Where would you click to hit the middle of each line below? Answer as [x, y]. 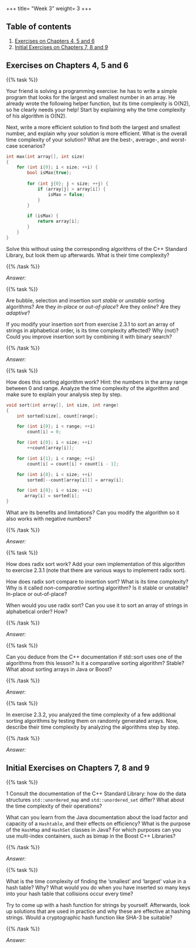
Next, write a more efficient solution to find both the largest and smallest [93, 127]
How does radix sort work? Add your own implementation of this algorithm [96, 564]
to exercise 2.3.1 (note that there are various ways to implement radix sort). [96, 570]
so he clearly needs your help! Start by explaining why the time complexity [96, 109]
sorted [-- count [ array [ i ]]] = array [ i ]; [76, 480]
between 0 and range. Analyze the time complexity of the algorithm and [93, 388]
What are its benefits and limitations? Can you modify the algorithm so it [93, 512]
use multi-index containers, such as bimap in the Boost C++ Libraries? [91, 836]
